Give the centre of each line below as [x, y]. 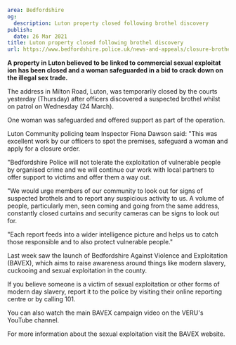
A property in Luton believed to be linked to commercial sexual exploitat [114, 63]
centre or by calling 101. [41, 299]
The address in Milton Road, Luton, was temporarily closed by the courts [112, 92]
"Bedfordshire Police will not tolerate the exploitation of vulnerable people [114, 163]
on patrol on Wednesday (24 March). [61, 106]
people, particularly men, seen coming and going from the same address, [113, 206]
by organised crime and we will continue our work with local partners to [111, 170]
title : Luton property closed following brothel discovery [96, 43]
